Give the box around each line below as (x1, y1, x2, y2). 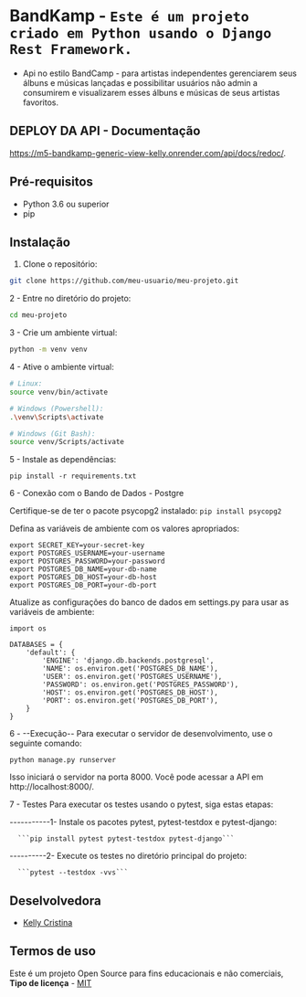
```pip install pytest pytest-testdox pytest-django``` (17, 834, 235, 843)
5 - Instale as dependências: (9, 454, 117, 465)
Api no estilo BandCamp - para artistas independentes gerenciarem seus (22, 68, 297, 79)
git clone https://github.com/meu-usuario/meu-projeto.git (9, 276, 239, 286)
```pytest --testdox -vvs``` (17, 868, 129, 877)
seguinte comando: (9, 737, 82, 749)
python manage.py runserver (9, 756, 117, 765)
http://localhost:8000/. (9, 781, 94, 792)
